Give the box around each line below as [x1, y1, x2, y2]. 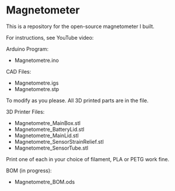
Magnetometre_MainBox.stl [14, 119, 80, 126]
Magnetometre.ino [14, 57, 60, 64]
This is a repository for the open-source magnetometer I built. [6, 23, 155, 30]
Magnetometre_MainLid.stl [14, 132, 79, 139]
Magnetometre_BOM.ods [14, 178, 75, 185]
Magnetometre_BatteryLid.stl [14, 126, 85, 133]
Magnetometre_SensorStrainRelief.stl [14, 138, 104, 145]
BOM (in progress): [6, 167, 52, 174]
